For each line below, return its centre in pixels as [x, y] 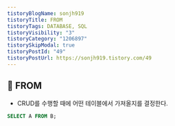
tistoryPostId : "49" [37, 52]
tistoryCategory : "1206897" [47, 39]
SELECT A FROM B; [32, 116]
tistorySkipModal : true [41, 45]
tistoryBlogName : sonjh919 [46, 13]
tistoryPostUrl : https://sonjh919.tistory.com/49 [80, 58]
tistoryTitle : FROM [35, 20]
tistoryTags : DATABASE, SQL [47, 26]
